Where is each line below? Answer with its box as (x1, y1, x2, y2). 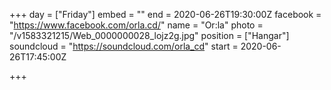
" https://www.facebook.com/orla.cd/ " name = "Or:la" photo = (9, 19, 264, 31)
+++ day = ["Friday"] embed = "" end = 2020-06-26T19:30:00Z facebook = (9, 9, 322, 20)
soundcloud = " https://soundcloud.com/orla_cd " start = (9, 40, 239, 52)
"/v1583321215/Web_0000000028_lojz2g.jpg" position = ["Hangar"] (9, 30, 290, 41)
